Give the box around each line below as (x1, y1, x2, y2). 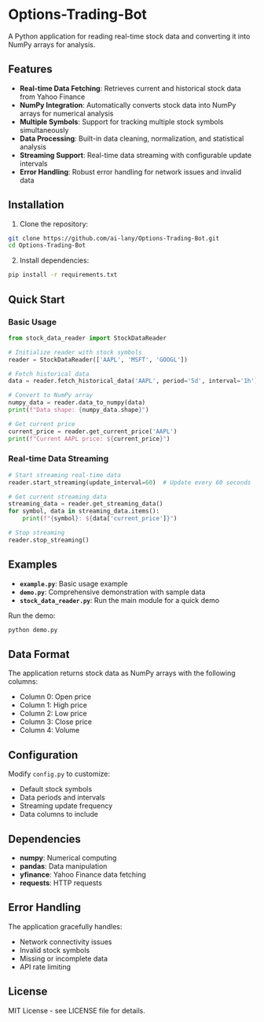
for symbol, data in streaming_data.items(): (8, 507, 159, 516)
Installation (8, 198, 64, 211)
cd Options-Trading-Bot (8, 241, 86, 249)
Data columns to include (19, 810, 98, 819)
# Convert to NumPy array (8, 392, 93, 399)
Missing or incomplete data (19, 954, 108, 963)
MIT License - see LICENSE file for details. (8, 1005, 145, 1015)
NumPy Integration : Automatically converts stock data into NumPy (19, 100, 236, 109)
